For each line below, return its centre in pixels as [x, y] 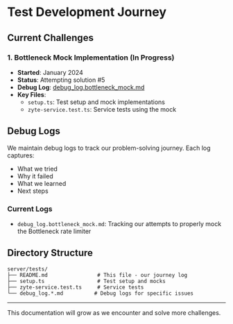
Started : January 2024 [50, 72]
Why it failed [35, 176]
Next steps [33, 191]
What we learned [42, 183]
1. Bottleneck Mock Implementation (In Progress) [91, 58]
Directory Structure [50, 253]
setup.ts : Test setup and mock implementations [96, 102]
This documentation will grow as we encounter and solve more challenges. [114, 312]
